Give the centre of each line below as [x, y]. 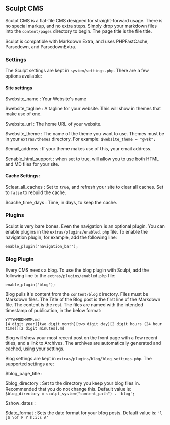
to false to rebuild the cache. [36, 192]
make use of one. [23, 114]
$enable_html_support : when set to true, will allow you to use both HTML [82, 159]
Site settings [19, 88]
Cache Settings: [23, 176]
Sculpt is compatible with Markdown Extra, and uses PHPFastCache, [77, 41]
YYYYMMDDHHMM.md [22, 320]
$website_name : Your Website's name [46, 99]
